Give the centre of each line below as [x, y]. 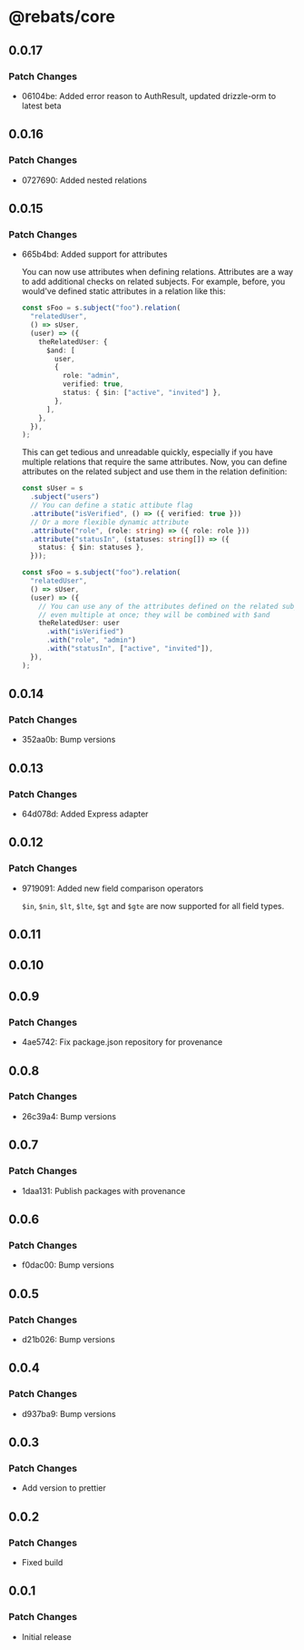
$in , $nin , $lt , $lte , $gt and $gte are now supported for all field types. [153, 906]
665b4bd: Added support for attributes [94, 254]
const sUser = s [52, 489]
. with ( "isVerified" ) [85, 632]
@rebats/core [62, 17]
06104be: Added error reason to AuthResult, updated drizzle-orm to [149, 96]
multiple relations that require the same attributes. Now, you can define [154, 462]
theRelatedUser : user [79, 623]
